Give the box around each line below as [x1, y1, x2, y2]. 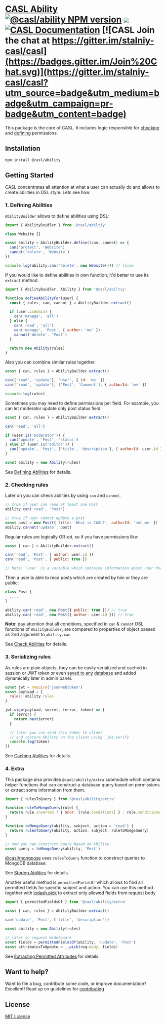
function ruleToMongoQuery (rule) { [5, 805, 79, 811]
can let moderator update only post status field [5, 405, 101, 411]
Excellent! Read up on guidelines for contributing [5, 986, 105, 992]
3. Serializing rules [5, 654, 51, 660]
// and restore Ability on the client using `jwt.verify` [9, 735, 132, 739]
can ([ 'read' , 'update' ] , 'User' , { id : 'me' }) [5, 378, 105, 383]
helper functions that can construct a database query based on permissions [5, 781, 160, 787]
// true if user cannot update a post [5, 515, 85, 521]
